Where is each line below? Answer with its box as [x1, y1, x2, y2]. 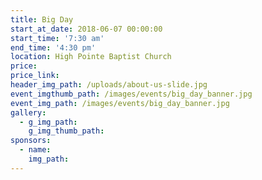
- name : [19, 145, 52, 155]
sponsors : [10, 136, 52, 146]
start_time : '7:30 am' [10, 33, 105, 43]
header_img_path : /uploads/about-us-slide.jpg [10, 80, 208, 90]
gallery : [10, 107, 47, 118]
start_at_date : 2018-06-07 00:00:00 [10, 24, 163, 34]
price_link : [10, 71, 60, 81]
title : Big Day [10, 14, 74, 25]
